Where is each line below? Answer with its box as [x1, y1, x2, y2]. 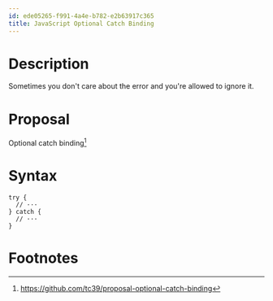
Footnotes [8, 249, 79, 268]
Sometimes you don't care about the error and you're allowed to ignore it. [8, 81, 254, 91]
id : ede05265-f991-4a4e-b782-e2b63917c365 [8, 11, 154, 20]
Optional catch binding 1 [8, 137, 87, 148]
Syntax [8, 167, 58, 185]
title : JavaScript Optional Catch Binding [8, 20, 154, 28]
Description [8, 55, 89, 73]
